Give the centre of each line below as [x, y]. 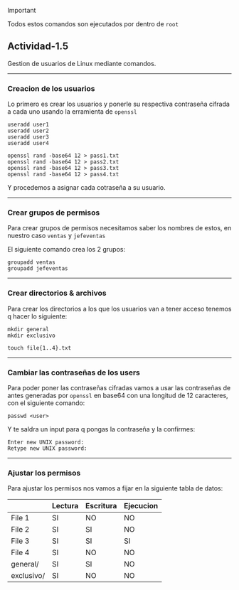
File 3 [20, 541]
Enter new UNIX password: [46, 442]
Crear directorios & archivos [57, 293]
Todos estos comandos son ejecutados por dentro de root [93, 24]
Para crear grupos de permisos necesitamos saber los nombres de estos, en [119, 228]
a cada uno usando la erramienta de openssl [72, 112]
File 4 [20, 552]
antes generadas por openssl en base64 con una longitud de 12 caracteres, [118, 395]
